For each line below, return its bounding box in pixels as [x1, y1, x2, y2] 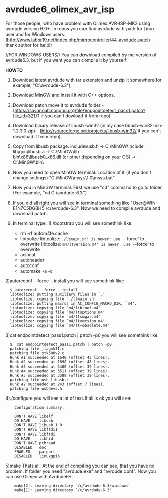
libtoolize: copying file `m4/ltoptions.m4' [10, 310, 105, 315]
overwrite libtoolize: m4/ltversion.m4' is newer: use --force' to [20, 241, 154, 247]
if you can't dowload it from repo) [40, 113, 111, 119]
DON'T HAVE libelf [14, 414, 53, 419]
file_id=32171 [12, 113, 40, 119]
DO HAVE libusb [14, 418, 53, 423]
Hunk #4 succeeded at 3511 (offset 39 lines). [10, 368, 110, 374]
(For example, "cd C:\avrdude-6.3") [12, 189, 87, 196]
